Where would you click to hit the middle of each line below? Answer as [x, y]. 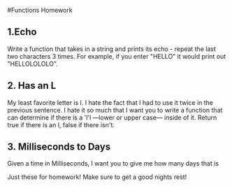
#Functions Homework [40, 10]
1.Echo [22, 32]
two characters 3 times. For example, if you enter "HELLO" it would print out [117, 56]
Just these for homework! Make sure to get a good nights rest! [97, 177]
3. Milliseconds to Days [59, 147]
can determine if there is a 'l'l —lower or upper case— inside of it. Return [112, 117]
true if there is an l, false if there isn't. [61, 124]
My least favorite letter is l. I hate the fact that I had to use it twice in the [110, 102]
